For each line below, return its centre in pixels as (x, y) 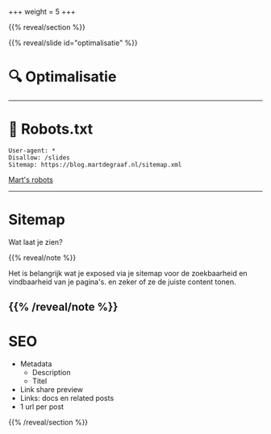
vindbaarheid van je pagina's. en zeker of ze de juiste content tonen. (122, 282)
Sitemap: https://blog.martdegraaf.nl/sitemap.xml (95, 164)
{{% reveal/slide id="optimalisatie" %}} (73, 43)
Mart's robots (31, 180)
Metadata (36, 364)
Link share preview (51, 390)
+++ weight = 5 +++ (42, 12)
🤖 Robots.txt (51, 129)
